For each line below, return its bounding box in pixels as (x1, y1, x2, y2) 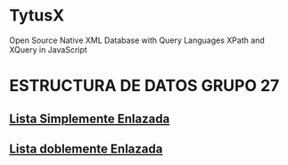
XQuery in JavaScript (9, 44, 87, 54)
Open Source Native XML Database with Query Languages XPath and (9, 35, 265, 45)
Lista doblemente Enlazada (9, 141, 163, 156)
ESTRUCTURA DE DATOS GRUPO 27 (9, 76, 280, 96)
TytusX (9, 5, 65, 26)
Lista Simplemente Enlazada (9, 111, 170, 126)
